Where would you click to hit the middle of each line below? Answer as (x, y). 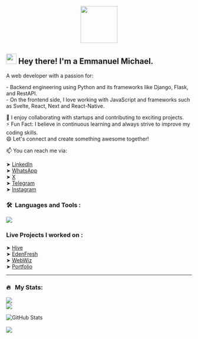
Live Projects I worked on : (45, 235)
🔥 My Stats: (24, 288)
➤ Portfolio (19, 267)
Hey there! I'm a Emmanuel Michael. (86, 61)
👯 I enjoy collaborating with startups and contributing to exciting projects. (95, 117)
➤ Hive (15, 248)
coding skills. (22, 132)
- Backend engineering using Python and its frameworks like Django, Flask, (97, 87)
